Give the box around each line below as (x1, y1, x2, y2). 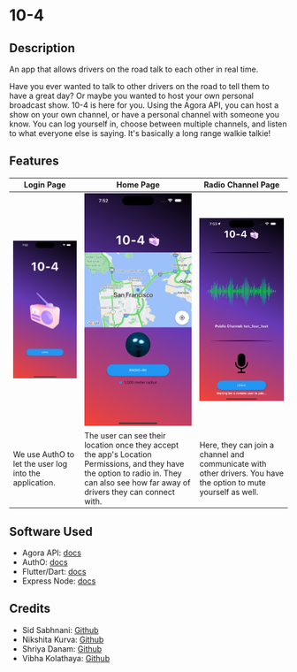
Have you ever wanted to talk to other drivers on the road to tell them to (9, 81, 270, 91)
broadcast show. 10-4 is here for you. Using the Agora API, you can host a (9, 100, 279, 111)
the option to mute (199, 477, 267, 487)
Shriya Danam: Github (21, 643, 103, 654)
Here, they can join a (199, 439, 275, 450)
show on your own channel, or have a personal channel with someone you (9, 110, 280, 119)
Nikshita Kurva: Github (21, 634, 104, 645)
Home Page (116, 179, 161, 190)
